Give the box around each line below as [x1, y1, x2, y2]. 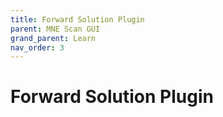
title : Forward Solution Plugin [10, 14, 145, 25]
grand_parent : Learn [10, 33, 97, 43]
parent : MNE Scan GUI [10, 24, 101, 34]
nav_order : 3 [10, 42, 65, 53]
